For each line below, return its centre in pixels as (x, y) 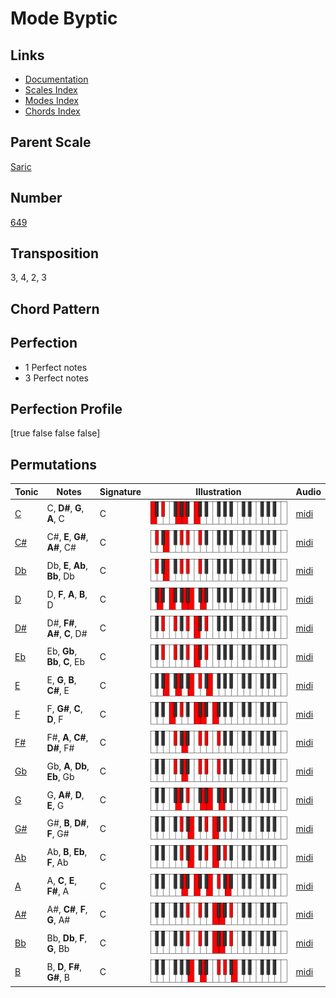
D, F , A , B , (67, 594)
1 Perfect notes (56, 367)
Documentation (56, 79)
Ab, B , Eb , (67, 852)
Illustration (218, 491)
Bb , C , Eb (66, 662)
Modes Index (51, 100)
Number (36, 198)
